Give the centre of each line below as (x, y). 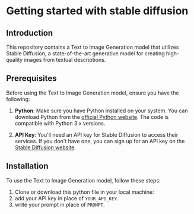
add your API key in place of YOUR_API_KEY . (66, 198)
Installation (27, 166)
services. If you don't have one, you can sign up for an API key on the (100, 141)
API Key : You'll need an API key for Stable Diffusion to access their (96, 134)
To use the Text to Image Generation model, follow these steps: (84, 180)
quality (15, 60)
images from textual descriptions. (65, 60)
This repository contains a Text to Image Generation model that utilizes (93, 47)
